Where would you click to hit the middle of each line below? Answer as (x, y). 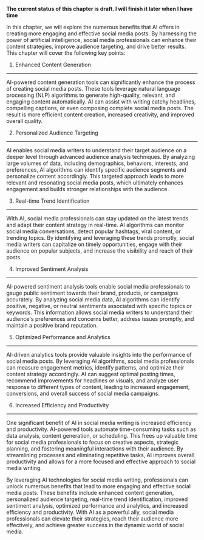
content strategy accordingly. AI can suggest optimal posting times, (91, 374)
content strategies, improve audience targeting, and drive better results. (96, 46)
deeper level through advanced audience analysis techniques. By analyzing (101, 157)
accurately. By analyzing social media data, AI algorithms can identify (93, 300)
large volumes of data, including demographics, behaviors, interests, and (97, 163)
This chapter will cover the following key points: (66, 53)
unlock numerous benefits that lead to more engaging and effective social (99, 486)
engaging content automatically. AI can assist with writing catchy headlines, (101, 102)
